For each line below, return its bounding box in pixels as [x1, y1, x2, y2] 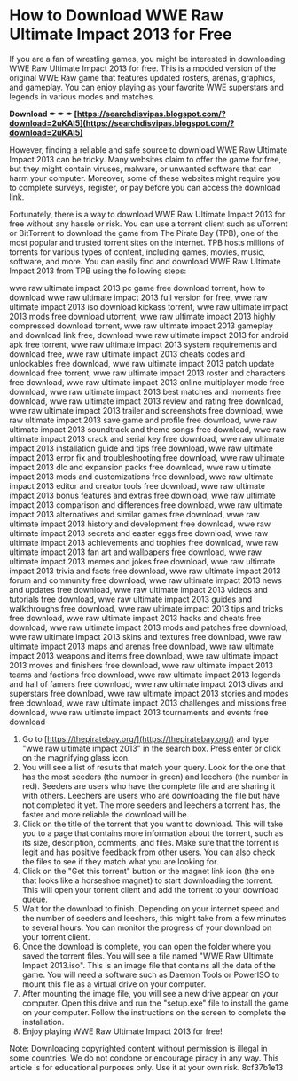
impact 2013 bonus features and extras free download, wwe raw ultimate [9, 490, 277, 501]
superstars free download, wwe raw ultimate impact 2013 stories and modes [9, 688, 289, 698]
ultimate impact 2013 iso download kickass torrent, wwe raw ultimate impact [9, 301, 289, 312]
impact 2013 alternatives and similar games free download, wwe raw [9, 509, 260, 519]
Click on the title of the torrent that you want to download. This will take [21, 818, 284, 829]
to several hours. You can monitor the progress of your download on [21, 922, 272, 933]
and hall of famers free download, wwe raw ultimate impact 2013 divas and [9, 678, 284, 689]
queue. [21, 894, 49, 904]
